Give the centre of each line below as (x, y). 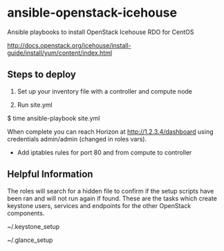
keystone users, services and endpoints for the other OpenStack (99, 205)
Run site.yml (35, 105)
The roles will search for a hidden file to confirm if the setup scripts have (111, 191)
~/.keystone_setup (34, 226)
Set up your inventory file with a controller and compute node (104, 91)
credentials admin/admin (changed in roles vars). (77, 139)
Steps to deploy (41, 75)
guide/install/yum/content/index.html (60, 53)
